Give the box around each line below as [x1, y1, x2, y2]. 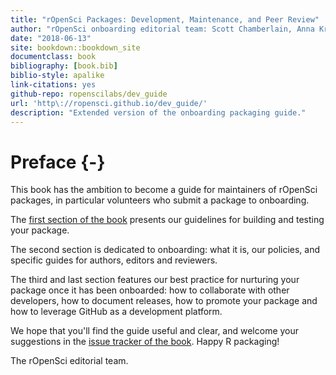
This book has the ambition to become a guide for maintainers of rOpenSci [10, 184, 318, 196]
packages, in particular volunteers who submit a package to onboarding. [10, 194, 310, 206]
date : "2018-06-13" [10, 33, 92, 43]
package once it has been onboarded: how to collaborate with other [10, 284, 290, 296]
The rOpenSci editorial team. [10, 355, 129, 367]
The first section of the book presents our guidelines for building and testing [10, 214, 325, 226]
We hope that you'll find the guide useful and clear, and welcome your [10, 325, 300, 337]
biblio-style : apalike [10, 71, 105, 81]
